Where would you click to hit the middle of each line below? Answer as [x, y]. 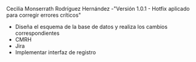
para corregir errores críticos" [44, 15]
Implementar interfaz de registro [55, 52]
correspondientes [37, 33]
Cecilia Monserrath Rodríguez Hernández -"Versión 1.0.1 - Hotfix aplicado [98, 9]
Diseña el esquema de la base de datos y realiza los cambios [91, 27]
